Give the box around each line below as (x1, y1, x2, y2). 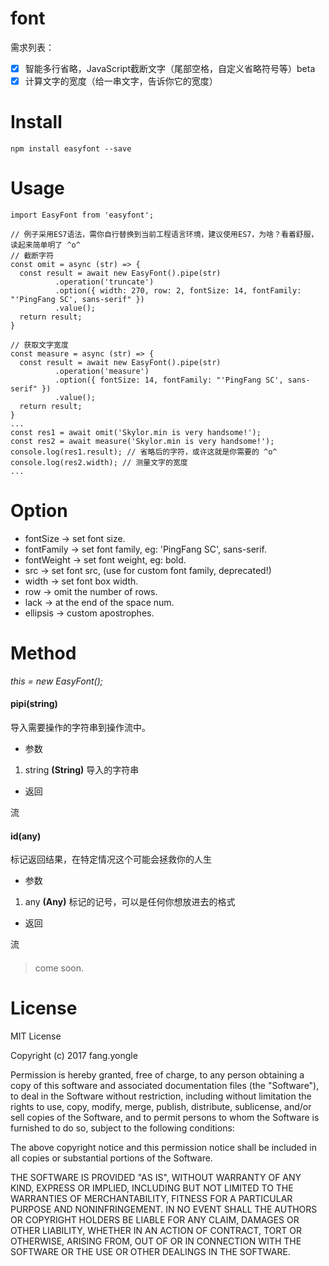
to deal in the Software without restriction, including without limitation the (10, 1090, 312, 1102)
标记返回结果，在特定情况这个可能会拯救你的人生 (10, 853, 212, 866)
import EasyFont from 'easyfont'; (10, 210, 155, 220)
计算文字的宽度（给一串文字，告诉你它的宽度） (24, 75, 218, 87)
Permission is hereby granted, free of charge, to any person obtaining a (10, 1068, 305, 1081)
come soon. (34, 962, 85, 974)
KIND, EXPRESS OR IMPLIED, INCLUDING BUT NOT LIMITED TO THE (10, 1182, 294, 1194)
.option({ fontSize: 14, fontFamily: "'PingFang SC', (54, 375, 284, 385)
